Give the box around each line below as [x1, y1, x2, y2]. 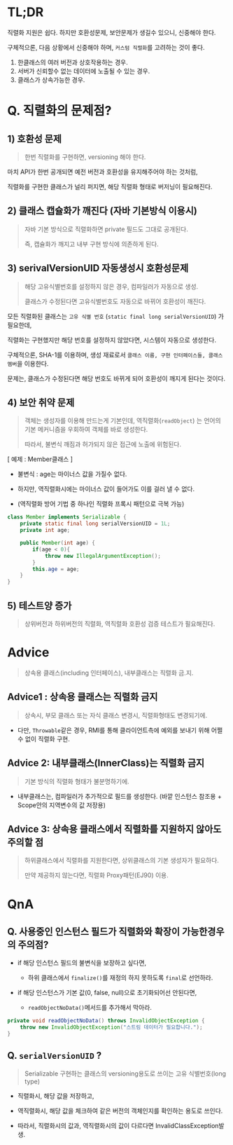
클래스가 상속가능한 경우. [17, 75, 85, 84]
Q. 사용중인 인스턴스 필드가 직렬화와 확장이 [7, 926, 181, 938]
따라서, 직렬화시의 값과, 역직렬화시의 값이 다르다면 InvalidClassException [17, 1121, 219, 1130]
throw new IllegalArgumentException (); [44, 552, 161, 559]
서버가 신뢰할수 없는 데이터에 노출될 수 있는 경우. [17, 67, 150, 75]
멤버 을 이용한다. [7, 359, 49, 368]
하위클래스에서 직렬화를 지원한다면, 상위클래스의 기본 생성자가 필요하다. [24, 856, 219, 865]
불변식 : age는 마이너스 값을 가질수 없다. [17, 470, 127, 479]
